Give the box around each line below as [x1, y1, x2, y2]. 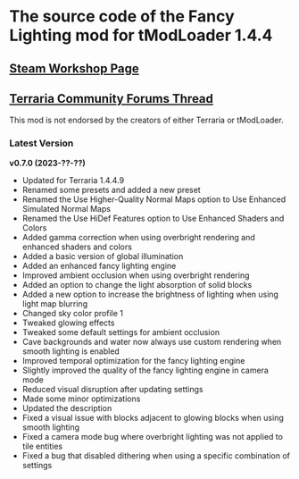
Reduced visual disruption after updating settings [21, 383, 203, 394]
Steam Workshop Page [9, 61, 140, 76]
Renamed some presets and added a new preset [21, 184, 201, 195]
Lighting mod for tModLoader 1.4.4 [9, 25, 273, 46]
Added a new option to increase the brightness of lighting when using [21, 289, 279, 299]
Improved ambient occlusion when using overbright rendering [21, 270, 250, 281]
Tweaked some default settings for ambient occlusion [21, 326, 220, 337]
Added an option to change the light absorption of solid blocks [21, 279, 253, 290]
